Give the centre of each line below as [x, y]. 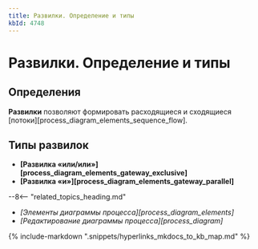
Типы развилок [49, 145]
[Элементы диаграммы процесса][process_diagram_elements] [127, 212]
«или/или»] [78, 164]
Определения [45, 92]
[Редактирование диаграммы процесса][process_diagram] [121, 221]
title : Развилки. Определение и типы [71, 16]
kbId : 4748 [26, 23]
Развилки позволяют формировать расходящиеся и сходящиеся [120, 111]
